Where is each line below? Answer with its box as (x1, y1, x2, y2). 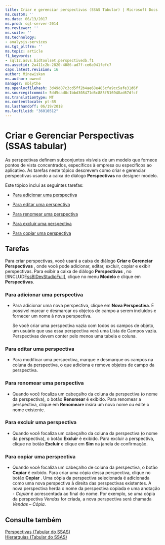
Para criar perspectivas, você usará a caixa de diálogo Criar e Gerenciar (5, 258, 153, 264)
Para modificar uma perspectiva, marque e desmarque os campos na (12, 357, 153, 363)
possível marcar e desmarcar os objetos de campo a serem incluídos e (12, 308, 157, 314)
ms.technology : (5, 35, 37, 40)
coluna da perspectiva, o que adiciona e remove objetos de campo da (12, 362, 155, 368)
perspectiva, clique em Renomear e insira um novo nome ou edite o (12, 401, 150, 407)
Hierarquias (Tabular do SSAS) (5, 534, 68, 540)
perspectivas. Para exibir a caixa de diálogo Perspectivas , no (5, 268, 132, 274)
